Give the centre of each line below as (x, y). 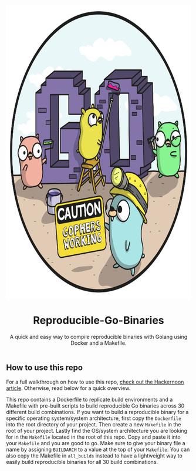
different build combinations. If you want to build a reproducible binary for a (97, 412)
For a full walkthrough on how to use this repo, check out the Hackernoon (95, 382)
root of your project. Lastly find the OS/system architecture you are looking (97, 430)
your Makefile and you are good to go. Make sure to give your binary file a (96, 443)
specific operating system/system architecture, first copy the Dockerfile (94, 418)
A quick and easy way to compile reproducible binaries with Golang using (99, 337)
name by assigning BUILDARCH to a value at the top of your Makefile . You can (98, 449)
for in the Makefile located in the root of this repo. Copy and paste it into (93, 437)
